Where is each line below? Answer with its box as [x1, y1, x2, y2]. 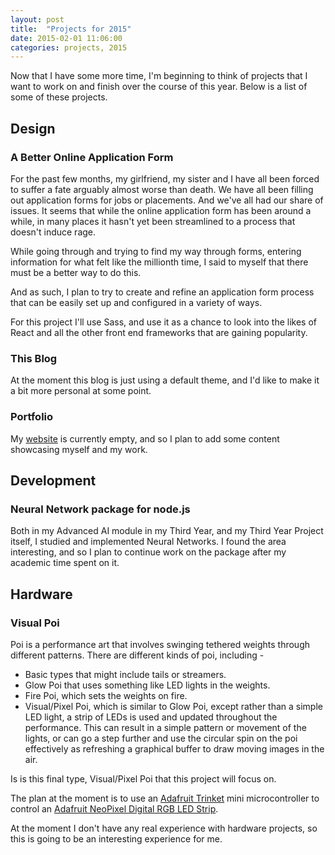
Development [10, 472, 97, 489]
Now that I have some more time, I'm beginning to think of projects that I [10, 70, 308, 82]
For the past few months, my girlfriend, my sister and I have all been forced [10, 172, 320, 185]
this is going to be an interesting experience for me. [10, 832, 223, 845]
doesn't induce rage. [10, 226, 97, 238]
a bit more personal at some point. [10, 385, 152, 397]
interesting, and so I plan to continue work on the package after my [10, 546, 287, 558]
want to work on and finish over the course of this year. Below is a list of [10, 81, 308, 93]
